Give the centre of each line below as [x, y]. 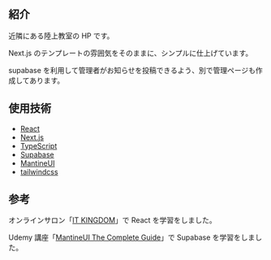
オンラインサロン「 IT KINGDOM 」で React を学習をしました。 [112, 220]
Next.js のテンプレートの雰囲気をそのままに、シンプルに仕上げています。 [131, 53]
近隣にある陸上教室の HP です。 [61, 36]
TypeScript [39, 145]
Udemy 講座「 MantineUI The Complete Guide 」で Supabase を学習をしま [132, 237]
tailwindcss [39, 171]
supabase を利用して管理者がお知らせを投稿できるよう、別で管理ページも [132, 70]
